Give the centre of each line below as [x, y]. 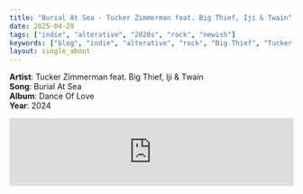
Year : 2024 [30, 106]
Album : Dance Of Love [52, 97]
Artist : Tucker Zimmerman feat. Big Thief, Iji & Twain [107, 77]
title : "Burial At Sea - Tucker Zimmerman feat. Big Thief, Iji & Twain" [151, 18]
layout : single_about [50, 51]
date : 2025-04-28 [42, 26]
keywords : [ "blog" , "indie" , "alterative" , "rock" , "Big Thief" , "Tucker [151, 43]
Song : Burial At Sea [46, 87]
